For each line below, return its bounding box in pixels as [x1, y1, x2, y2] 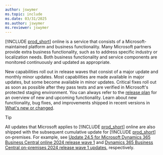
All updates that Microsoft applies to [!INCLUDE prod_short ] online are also [5, 124, 155, 130]
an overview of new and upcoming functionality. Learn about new [5, 95, 137, 100]
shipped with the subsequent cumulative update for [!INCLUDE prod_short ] [5, 129, 156, 135]
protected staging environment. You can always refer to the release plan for [5, 90, 157, 96]
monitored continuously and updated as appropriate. [5, 59, 111, 65]
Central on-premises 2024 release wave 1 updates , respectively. [5, 145, 135, 151]
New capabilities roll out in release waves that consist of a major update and [5, 69, 159, 75]
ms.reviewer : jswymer [5, 25, 49, 30]
